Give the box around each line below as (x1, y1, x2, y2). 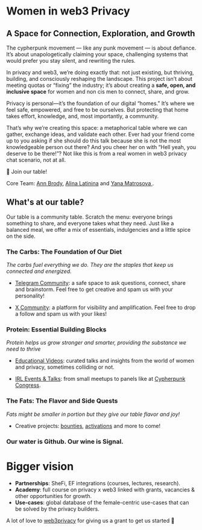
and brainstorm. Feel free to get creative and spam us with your (14, 286, 174, 293)
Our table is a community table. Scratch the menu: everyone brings (6, 213, 173, 220)
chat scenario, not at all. (6, 156, 66, 164)
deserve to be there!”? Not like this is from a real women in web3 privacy (6, 150, 187, 157)
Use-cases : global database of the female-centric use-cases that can (14, 499, 189, 506)
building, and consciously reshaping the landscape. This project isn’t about (6, 75, 193, 82)
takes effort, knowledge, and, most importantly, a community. (6, 113, 159, 120)
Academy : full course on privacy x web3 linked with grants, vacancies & (14, 486, 195, 493)
